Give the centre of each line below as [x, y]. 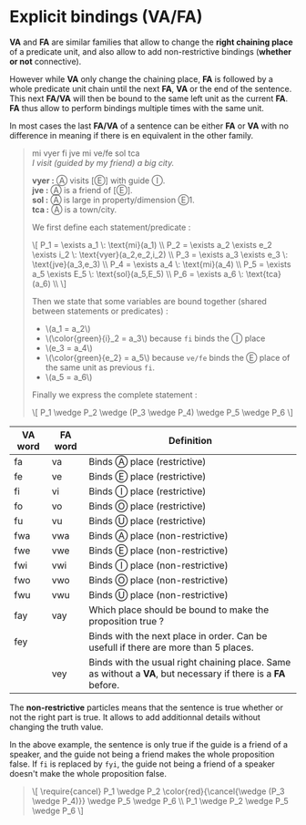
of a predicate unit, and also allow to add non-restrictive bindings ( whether [150, 51]
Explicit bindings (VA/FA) [106, 17]
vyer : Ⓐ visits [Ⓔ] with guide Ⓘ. [98, 180]
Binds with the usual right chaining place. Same [190, 662]
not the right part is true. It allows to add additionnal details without [135, 717]
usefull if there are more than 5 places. [171, 647]
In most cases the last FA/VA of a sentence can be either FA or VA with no [149, 126]
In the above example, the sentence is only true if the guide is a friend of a [149, 744]
